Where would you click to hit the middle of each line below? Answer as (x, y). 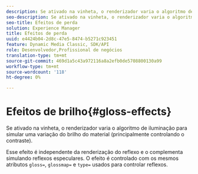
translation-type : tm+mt (37, 55)
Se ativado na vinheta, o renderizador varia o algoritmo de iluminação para (97, 128)
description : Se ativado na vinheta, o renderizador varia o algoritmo (96, 12)
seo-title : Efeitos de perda (42, 22)
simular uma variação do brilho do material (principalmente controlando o (95, 134)
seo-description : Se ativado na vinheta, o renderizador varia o (88, 17)
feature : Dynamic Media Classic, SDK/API (58, 45)
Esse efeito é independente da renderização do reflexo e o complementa (95, 152)
